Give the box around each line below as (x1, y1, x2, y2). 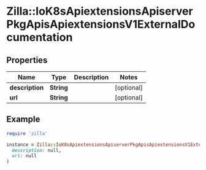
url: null (12, 153, 37, 159)
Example (6, 114, 40, 125)
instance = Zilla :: (6, 141, 56, 148)
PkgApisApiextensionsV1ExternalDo (6, 17, 196, 31)
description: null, (12, 147, 62, 153)
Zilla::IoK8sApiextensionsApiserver (6, 4, 193, 18)
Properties (6, 55, 48, 65)
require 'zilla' (6, 130, 48, 136)
